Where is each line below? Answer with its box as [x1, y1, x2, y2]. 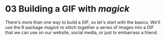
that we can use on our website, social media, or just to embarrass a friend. [5, 29, 158, 35]
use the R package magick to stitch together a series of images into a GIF [5, 24, 154, 30]
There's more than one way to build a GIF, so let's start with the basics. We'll [5, 19, 161, 25]
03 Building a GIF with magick [5, 3, 130, 14]
